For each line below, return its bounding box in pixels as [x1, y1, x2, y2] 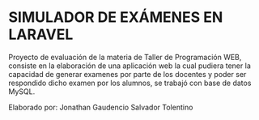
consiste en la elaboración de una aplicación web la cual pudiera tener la [8, 61, 251, 71]
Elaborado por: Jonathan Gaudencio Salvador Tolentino [8, 102, 193, 112]
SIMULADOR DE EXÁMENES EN [8, 8, 223, 27]
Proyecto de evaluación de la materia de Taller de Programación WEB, [8, 52, 242, 62]
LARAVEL [8, 25, 74, 44]
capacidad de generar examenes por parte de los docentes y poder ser [8, 69, 247, 79]
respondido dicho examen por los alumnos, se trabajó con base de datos [8, 78, 252, 88]
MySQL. [8, 86, 36, 96]
